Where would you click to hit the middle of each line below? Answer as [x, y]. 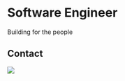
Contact [25, 54]
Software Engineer [62, 13]
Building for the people [40, 32]
